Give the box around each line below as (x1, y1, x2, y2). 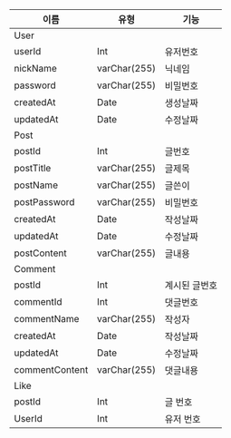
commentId (14, 296, 63, 307)
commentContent (14, 364, 89, 375)
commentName (14, 313, 80, 325)
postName (14, 179, 59, 191)
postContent (14, 247, 67, 259)
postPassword (14, 196, 75, 208)
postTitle (14, 162, 52, 174)
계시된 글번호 (164, 279, 217, 291)
